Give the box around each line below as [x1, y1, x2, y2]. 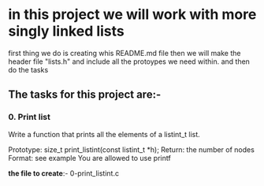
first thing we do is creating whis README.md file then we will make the [8, 48, 241, 58]
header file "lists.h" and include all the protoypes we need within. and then [8, 57, 251, 66]
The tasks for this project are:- [8, 88, 162, 102]
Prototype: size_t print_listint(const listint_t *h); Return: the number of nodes [8, 144, 255, 154]
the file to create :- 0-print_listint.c [8, 168, 120, 178]
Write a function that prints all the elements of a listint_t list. [8, 129, 201, 139]
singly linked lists [8, 22, 125, 40]
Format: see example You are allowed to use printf [8, 153, 171, 162]
